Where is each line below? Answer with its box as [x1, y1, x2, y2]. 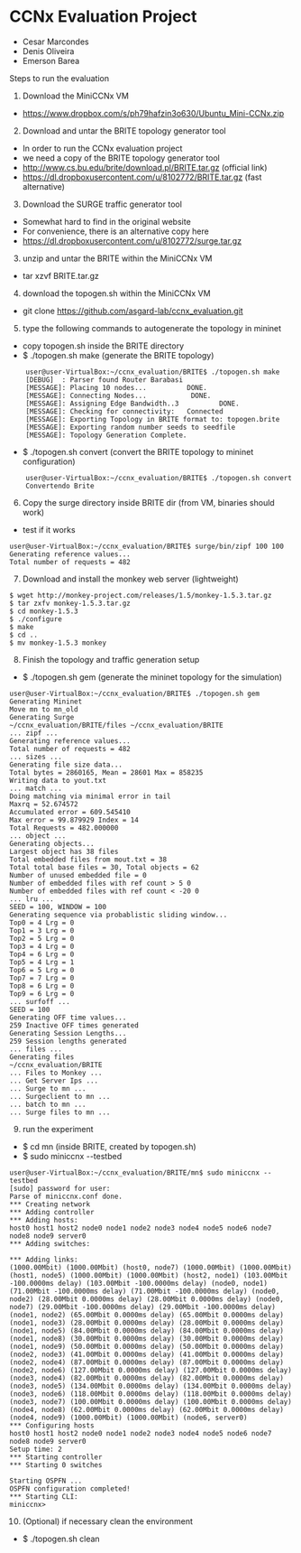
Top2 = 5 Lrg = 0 [9, 934, 75, 943]
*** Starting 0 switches [9, 1460, 103, 1469]
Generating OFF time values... [9, 1013, 127, 1022]
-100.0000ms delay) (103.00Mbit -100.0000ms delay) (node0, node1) [9, 1279, 269, 1288]
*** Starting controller [9, 1452, 103, 1462]
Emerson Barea [22, 55, 80, 66]
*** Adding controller [9, 1207, 95, 1216]
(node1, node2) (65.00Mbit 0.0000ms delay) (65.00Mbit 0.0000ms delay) [9, 1310, 284, 1319]
